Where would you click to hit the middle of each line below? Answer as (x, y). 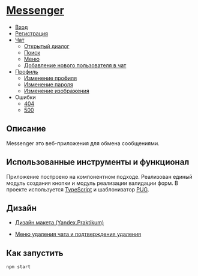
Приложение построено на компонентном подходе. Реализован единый (100, 176)
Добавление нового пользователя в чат (75, 65)
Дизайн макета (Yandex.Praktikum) (59, 223)
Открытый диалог (46, 46)
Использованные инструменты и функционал (98, 162)
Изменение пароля (48, 84)
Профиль (26, 71)
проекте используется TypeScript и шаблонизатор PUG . (78, 189)
